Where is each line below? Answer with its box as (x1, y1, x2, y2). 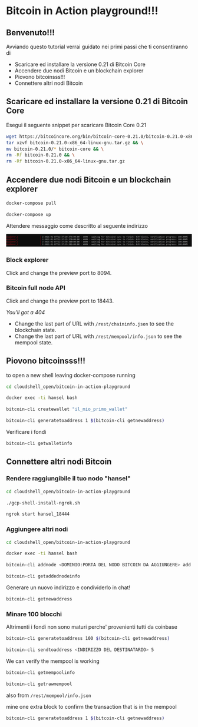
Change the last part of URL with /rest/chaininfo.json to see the (14, 320, 174, 327)
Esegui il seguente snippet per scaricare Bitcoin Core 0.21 (6, 121, 146, 128)
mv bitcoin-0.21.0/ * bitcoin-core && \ (6, 146, 104, 152)
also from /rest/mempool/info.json (6, 692, 91, 699)
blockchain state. (14, 326, 57, 333)
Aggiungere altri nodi (6, 525, 68, 533)
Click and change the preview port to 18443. (6, 297, 114, 304)
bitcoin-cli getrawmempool (6, 681, 72, 687)
